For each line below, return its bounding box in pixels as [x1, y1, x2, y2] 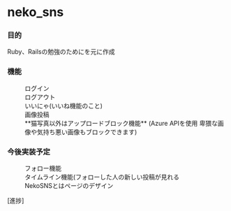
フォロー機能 [24, 164, 61, 173]
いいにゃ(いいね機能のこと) [24, 101, 103, 110]
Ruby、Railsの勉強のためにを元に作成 [7, 48, 115, 56]
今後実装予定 [7, 147, 51, 157]
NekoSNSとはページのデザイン [24, 182, 114, 190]
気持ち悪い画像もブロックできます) [36, 127, 137, 136]
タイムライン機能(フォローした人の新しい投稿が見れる [24, 173, 180, 182]
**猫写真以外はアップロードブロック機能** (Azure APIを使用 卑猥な [24, 119, 218, 127]
